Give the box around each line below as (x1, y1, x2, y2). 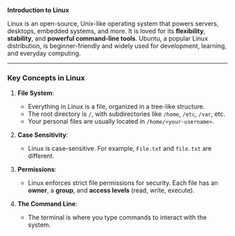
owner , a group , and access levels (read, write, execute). (27, 186, 195, 195)
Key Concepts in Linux (7, 73, 85, 82)
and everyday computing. (7, 49, 81, 57)
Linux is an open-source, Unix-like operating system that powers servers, (7, 20, 219, 27)
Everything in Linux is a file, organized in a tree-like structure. (27, 103, 205, 111)
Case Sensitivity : (17, 131, 69, 139)
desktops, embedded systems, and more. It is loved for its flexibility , (7, 27, 206, 35)
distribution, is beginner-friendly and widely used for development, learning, (7, 42, 227, 50)
